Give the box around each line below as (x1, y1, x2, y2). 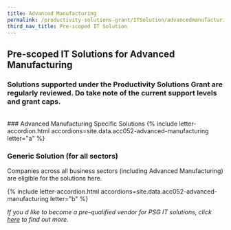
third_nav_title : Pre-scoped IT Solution (7, 23, 128, 30)
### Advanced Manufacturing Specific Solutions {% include (7, 119, 178, 128)
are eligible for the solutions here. (7, 174, 102, 183)
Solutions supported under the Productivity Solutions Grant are (7, 80, 223, 89)
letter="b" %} (49, 195, 89, 203)
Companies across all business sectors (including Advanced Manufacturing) (7, 167, 223, 175)
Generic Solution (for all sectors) (7, 151, 119, 161)
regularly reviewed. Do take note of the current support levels (7, 88, 217, 97)
